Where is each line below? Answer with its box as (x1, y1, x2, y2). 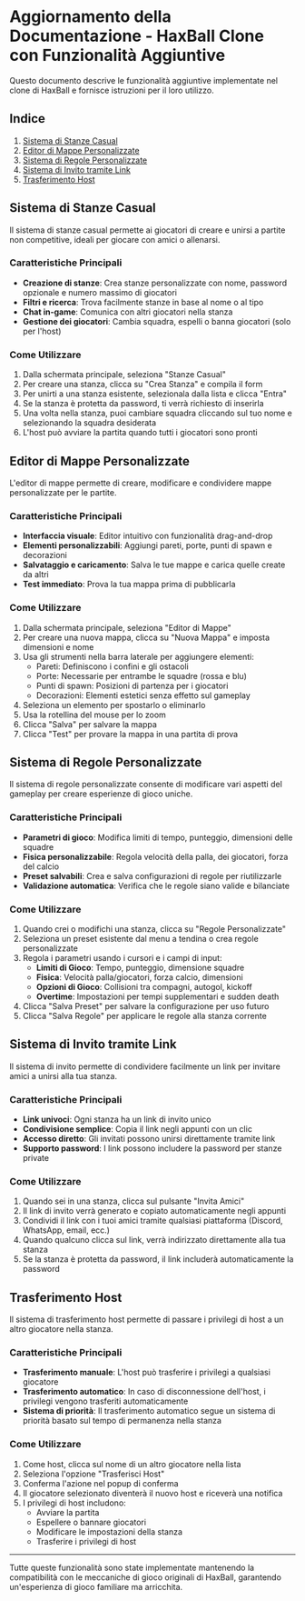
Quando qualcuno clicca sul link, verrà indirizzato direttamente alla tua (22, 1235, 286, 1246)
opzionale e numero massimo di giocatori (22, 286, 177, 297)
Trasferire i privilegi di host (35, 1536, 137, 1546)
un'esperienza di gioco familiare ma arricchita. (9, 1581, 183, 1592)
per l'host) (22, 325, 62, 336)
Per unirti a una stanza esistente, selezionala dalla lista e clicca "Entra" (22, 388, 288, 399)
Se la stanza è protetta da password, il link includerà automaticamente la (22, 1254, 294, 1265)
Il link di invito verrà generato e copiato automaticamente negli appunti (22, 1206, 287, 1216)
